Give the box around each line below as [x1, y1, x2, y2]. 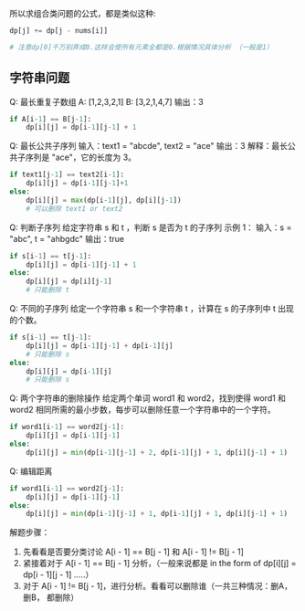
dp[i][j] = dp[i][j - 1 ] [26, 277, 112, 286]
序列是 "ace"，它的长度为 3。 [25, 152, 137, 163]
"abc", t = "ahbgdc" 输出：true [9, 233, 125, 244]
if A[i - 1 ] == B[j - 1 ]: [9, 114, 92, 123]
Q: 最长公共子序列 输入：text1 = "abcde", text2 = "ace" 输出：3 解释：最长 [9, 141, 288, 152]
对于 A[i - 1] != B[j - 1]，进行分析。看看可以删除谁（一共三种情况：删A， [22, 581, 292, 592]
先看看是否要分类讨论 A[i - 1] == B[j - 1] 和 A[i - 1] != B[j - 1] [22, 546, 245, 557]
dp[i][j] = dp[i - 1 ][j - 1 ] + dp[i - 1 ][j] [26, 341, 174, 350]
